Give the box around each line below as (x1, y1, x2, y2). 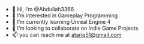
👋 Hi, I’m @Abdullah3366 (11, 6, 74, 12)
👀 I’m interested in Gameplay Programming (11, 12, 118, 19)
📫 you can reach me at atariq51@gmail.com (11, 32, 122, 38)
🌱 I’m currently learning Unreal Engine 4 (11, 18, 111, 25)
